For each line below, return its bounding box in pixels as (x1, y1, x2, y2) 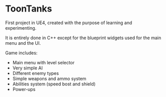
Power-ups (12, 86, 36, 92)
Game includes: (5, 50, 38, 56)
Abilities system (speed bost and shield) (12, 81, 96, 87)
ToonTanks (5, 3, 52, 15)
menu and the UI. (5, 40, 41, 46)
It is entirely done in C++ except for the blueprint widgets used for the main (5, 35, 161, 41)
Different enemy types (12, 70, 59, 76)
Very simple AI (12, 65, 43, 71)
